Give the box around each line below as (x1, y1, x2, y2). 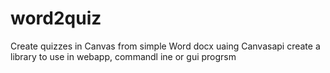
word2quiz (10, 7, 102, 30)
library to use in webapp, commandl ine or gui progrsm (10, 50, 237, 62)
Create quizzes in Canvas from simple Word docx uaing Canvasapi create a (10, 40, 321, 52)
